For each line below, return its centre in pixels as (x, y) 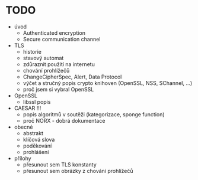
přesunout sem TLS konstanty (60, 164)
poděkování (37, 146)
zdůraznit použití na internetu (59, 64)
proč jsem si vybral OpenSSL (58, 89)
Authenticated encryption (54, 32)
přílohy (23, 158)
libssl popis (37, 102)
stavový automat (43, 58)
